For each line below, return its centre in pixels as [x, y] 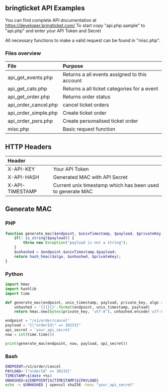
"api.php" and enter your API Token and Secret [53, 31]
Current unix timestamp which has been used [106, 185]
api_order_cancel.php [33, 105]
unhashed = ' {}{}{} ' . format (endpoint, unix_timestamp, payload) [82, 307]
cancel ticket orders [86, 105]
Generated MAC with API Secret [90, 177]
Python [14, 274]
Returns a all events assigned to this [105, 75]
